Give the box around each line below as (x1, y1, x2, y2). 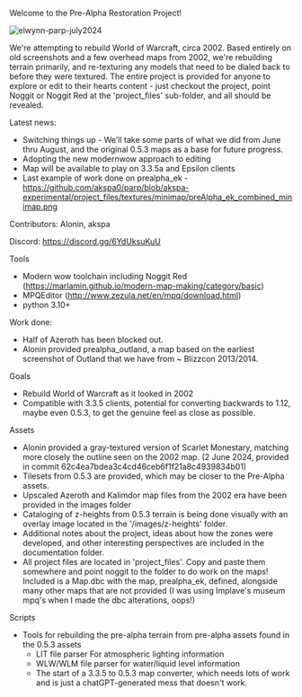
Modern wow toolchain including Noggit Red (22, 271, 188, 281)
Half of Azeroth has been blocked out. (22, 334, 164, 345)
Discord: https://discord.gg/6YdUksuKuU (9, 236, 162, 246)
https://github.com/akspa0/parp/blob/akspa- (22, 182, 190, 192)
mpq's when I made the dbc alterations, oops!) (22, 595, 196, 605)
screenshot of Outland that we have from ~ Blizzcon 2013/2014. (22, 354, 259, 364)
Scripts (9, 613, 36, 622)
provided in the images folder (22, 499, 132, 510)
